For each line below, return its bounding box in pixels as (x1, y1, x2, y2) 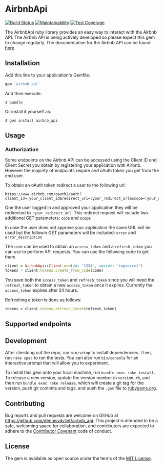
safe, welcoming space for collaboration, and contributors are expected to (5, 423, 155, 429)
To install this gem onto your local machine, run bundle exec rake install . (5, 369, 155, 376)
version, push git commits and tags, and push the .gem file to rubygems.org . (5, 385, 158, 391)
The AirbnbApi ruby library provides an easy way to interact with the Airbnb (5, 29, 157, 35)
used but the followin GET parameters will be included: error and (5, 230, 136, 236)
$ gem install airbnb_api (5, 118, 58, 123)
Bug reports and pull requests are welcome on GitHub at (5, 412, 119, 418)
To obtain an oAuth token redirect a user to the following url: (5, 182, 126, 188)
